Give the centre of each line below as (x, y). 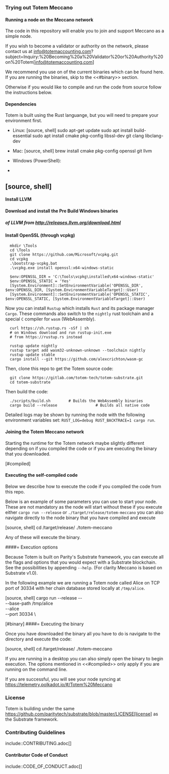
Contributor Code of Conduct (37, 755)
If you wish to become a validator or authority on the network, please (77, 46)
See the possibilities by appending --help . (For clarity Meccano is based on (84, 567)
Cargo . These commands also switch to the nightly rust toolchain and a (79, 314)
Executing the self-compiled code (42, 475)
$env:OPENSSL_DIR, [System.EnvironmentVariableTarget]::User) (72, 290)
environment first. (24, 121)
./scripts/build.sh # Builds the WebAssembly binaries (76, 401)
